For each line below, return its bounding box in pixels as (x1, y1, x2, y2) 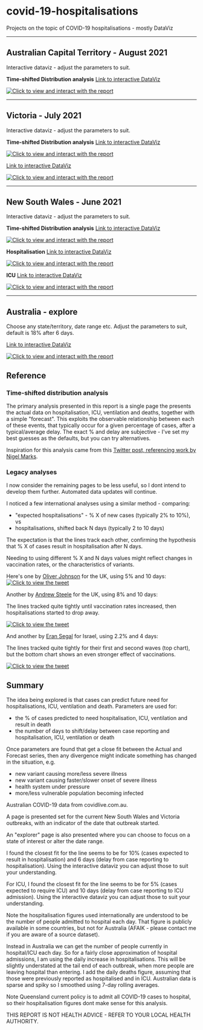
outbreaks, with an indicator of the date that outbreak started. (6, 819, 160, 826)
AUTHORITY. (6, 1017, 39, 1025)
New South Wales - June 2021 (6, 197, 122, 207)
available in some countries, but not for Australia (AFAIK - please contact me (6, 924, 196, 932)
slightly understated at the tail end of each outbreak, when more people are (6, 961, 195, 969)
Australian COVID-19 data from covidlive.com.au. (6, 801, 128, 808)
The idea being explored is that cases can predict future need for (6, 696, 169, 703)
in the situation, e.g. (6, 758, 56, 766)
